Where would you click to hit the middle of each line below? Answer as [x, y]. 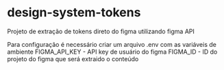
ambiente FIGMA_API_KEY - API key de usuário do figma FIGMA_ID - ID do [112, 52]
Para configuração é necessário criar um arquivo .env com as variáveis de [112, 44]
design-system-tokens [74, 13]
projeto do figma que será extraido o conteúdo [73, 58]
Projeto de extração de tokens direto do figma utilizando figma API [101, 31]
